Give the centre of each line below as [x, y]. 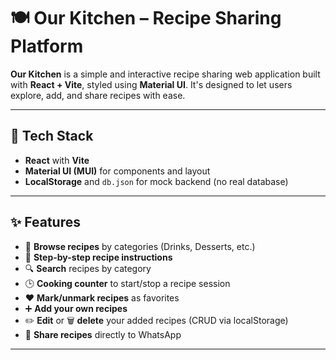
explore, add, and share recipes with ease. [98, 95]
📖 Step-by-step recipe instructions [98, 257]
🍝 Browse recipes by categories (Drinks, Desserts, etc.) [140, 246]
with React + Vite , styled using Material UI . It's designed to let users [151, 84]
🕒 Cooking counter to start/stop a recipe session [127, 283]
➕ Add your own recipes [76, 308]
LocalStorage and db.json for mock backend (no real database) [156, 181]
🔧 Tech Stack [52, 136]
